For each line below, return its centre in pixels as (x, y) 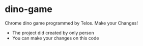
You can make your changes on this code (55, 38)
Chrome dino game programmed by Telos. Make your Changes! (71, 23)
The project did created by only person (53, 32)
